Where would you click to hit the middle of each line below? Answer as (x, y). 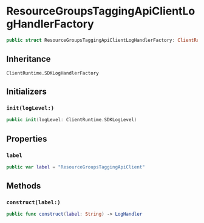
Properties (27, 138)
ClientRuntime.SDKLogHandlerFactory (53, 73)
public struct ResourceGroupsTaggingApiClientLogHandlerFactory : (90, 40)
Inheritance (29, 59)
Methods (24, 186)
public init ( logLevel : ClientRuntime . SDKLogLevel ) (72, 120)
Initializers (27, 92)
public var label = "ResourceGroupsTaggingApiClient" (76, 167)
